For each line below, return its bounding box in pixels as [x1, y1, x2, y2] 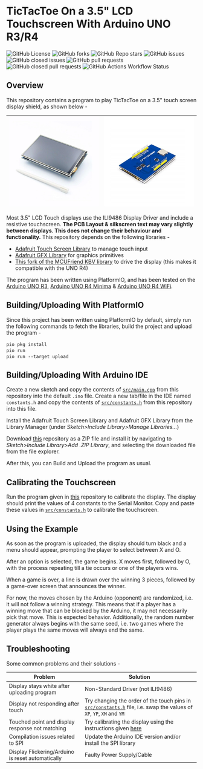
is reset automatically [8, 754, 62, 762]
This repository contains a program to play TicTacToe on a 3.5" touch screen [6, 96, 197, 103]
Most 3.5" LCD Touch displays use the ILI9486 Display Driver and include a [6, 214, 193, 221]
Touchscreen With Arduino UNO [6, 17, 171, 31]
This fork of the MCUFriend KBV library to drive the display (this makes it [14, 258, 196, 265]
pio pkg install [6, 341, 47, 347]
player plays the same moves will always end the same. [6, 626, 144, 633]
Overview [6, 80, 44, 91]
